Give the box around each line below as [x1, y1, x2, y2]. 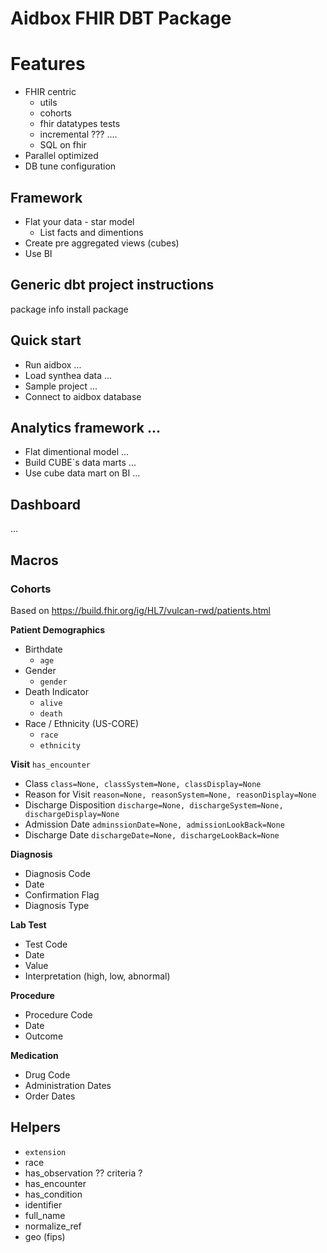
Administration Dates [24, 1079, 112, 1091]
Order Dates [24, 1090, 76, 1102]
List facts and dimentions [39, 226, 144, 238]
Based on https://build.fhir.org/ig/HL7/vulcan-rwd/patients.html [10, 604, 271, 616]
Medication [10, 1049, 59, 1061]
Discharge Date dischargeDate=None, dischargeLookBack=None [24, 828, 280, 841]
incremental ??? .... [39, 128, 118, 141]
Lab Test [10, 918, 47, 931]
